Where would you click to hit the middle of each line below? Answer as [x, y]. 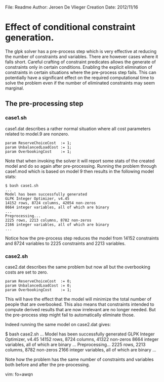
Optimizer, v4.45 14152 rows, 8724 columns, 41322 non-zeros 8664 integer [82, 339]
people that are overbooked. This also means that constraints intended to [80, 304]
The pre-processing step [44, 104]
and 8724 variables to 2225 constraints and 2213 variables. [65, 243]
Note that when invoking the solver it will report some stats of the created [80, 161]
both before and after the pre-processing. [48, 364]
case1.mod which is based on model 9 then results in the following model [80, 171]
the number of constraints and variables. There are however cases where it [82, 56]
